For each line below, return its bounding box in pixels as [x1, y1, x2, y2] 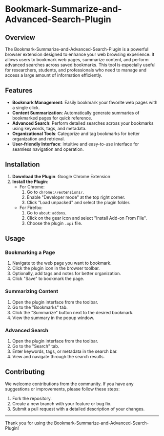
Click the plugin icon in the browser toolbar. [12, 265, 100, 271]
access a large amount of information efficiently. [5, 72, 102, 78]
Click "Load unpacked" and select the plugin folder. [26, 199, 131, 205]
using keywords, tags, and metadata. [12, 125, 87, 131]
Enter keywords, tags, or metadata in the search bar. [12, 348, 118, 354]
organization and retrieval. [12, 136, 65, 141]
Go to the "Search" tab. [12, 343, 60, 349]
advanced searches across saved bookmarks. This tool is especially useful [5, 62, 156, 68]
